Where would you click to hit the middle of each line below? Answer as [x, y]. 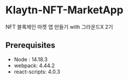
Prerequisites [30, 45]
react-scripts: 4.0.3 [37, 71]
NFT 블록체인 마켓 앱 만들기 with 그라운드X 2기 [59, 27]
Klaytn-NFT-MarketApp [64, 10]
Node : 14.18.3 [31, 59]
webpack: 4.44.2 [34, 65]
